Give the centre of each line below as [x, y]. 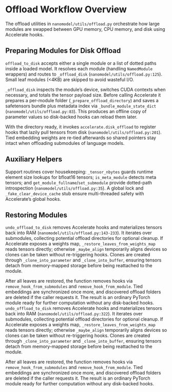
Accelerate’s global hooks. [33, 199]
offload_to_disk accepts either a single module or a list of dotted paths [81, 63]
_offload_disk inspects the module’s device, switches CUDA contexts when [85, 89]
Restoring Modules [36, 215]
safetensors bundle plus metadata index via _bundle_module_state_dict [81, 106]
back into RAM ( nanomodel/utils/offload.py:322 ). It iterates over [74, 314]
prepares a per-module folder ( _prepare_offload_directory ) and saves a [82, 100]
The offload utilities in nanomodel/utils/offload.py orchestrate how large [83, 24]
